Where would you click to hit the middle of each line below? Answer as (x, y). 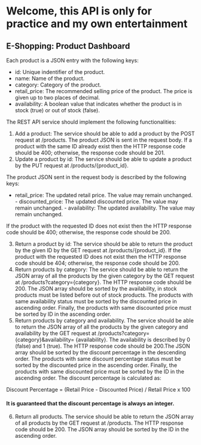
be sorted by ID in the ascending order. (63, 314)
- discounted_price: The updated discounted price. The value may (96, 201)
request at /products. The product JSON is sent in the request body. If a (103, 140)
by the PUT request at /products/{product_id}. (71, 165)
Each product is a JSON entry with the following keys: (72, 60)
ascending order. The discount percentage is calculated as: (88, 378)
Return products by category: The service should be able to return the (101, 269)
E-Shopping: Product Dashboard (68, 46)
